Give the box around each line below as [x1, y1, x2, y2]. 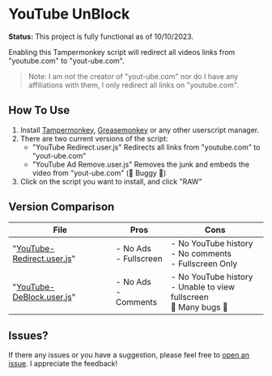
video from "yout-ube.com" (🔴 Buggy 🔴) [32, 167, 167, 178]
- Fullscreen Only [170, 258, 237, 269]
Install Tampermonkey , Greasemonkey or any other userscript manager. [19, 125, 260, 134]
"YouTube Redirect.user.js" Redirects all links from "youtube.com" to [32, 142, 261, 152]
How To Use [8, 104, 70, 117]
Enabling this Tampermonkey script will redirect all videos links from [8, 47, 236, 57]
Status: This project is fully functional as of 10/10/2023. [8, 32, 194, 41]
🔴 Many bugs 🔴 [170, 301, 228, 312]
